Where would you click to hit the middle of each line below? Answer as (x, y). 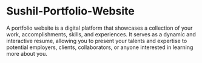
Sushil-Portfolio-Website (70, 11)
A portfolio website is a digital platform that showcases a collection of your (99, 28)
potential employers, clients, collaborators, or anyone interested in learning (100, 47)
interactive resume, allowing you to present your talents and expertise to (97, 41)
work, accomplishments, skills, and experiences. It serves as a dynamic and (101, 34)
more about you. (27, 53)
